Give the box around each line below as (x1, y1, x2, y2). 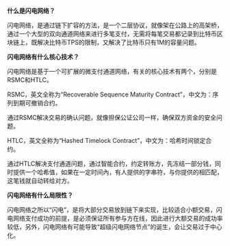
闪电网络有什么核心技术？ (7, 53, 79, 61)
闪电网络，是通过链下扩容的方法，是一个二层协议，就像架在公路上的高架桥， (7, 21, 223, 29)
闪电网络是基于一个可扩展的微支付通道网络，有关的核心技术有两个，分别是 (7, 68, 217, 75)
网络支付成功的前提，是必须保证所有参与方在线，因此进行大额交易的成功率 (12, 215, 223, 222)
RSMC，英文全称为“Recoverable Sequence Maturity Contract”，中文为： (7, 90, 213, 98)
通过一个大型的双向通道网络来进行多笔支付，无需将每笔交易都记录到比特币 (7, 30, 217, 38)
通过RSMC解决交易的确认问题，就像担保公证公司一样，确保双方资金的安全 (7, 113, 217, 122)
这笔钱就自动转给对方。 (7, 177, 73, 184)
